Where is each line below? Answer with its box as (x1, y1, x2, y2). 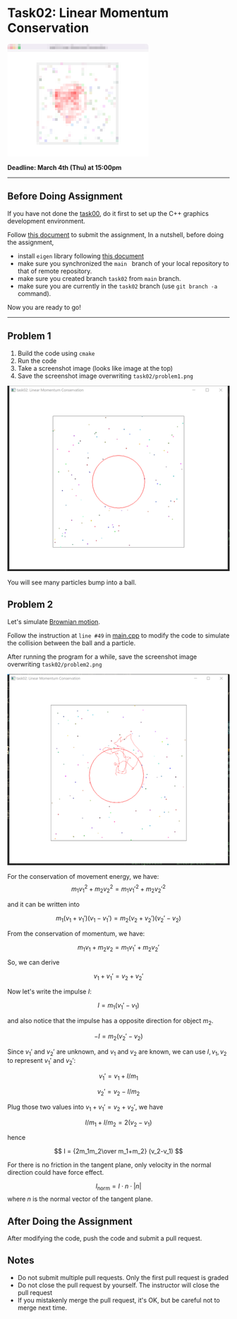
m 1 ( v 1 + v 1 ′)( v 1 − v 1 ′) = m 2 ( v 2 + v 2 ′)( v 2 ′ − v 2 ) (56, 914, 181, 924)
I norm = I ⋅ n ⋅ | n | (95, 1182, 142, 1192)
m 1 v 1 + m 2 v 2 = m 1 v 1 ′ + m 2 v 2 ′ (77, 943, 160, 953)
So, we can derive (7, 958, 60, 967)
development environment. (7, 217, 86, 225)
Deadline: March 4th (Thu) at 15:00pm (7, 163, 122, 171)
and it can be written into (7, 900, 80, 909)
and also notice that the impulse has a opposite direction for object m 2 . (7, 1016, 214, 1027)
